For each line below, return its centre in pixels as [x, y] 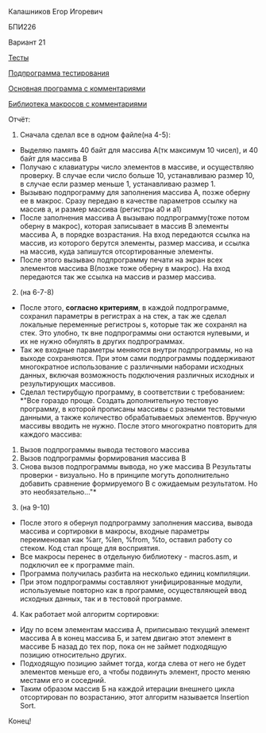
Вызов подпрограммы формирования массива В [103, 458]
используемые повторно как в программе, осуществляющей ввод [133, 590]
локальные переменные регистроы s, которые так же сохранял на [133, 324]
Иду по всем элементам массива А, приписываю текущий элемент [135, 630]
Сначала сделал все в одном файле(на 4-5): [95, 135]
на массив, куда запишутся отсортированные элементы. [117, 251]
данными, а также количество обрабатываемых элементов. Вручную [138, 417]
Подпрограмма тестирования [59, 73]
